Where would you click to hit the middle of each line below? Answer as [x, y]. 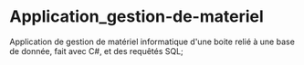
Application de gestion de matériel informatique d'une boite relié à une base [152, 42]
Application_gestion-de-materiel [137, 17]
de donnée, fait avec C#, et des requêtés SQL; [97, 51]
